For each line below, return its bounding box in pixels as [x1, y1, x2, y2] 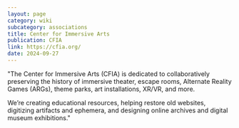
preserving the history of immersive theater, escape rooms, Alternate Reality [7, 77, 232, 85]
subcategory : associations [7, 23, 88, 31]
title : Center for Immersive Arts [7, 30, 111, 38]
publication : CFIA [7, 37, 62, 44]
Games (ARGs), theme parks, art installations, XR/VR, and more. [7, 85, 195, 93]
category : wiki [7, 17, 53, 24]
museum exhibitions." [7, 113, 71, 122]
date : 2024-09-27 [7, 50, 59, 58]
